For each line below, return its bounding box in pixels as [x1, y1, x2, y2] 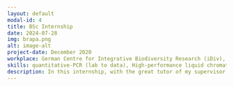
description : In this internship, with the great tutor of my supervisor [7, 68, 226, 75]
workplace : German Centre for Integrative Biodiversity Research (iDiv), [7, 55, 226, 62]
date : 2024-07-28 [7, 29, 58, 37]
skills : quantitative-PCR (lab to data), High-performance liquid [7, 62, 204, 69]
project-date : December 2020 [7, 49, 92, 56]
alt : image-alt [7, 42, 52, 49]
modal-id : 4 [7, 17, 42, 24]
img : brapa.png [7, 36, 52, 43]
